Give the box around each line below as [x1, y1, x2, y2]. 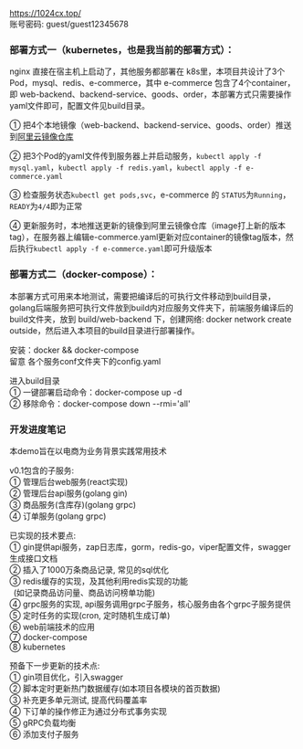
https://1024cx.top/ [9, 8, 82, 18]
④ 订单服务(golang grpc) [9, 511, 107, 522]
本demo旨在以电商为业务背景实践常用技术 [9, 445, 167, 456]
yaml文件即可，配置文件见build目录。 [9, 100, 151, 111]
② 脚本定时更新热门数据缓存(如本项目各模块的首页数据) [9, 682, 221, 693]
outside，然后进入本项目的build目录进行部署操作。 [9, 324, 200, 336]
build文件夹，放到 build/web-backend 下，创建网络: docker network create [9, 313, 292, 324]
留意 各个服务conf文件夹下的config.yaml [9, 355, 162, 366]
